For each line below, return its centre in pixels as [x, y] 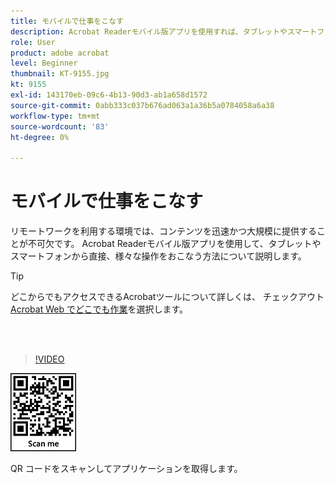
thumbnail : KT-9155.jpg [60, 74]
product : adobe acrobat [60, 53]
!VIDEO [49, 359]
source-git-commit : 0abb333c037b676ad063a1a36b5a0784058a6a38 [142, 105]
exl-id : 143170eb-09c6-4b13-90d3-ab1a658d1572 [109, 95]
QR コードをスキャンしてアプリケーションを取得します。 [126, 469]
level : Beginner [44, 63]
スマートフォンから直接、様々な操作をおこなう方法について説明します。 [158, 256]
